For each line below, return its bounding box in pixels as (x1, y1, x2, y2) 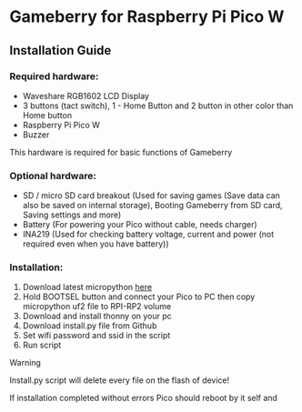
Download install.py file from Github (22, 320, 157, 331)
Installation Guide (9, 43, 112, 58)
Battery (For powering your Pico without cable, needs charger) (22, 219, 257, 230)
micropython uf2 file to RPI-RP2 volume (22, 301, 172, 312)
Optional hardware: (9, 169, 97, 182)
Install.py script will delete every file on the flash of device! (9, 375, 230, 386)
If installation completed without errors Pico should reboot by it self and (9, 393, 277, 404)
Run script (22, 339, 62, 351)
